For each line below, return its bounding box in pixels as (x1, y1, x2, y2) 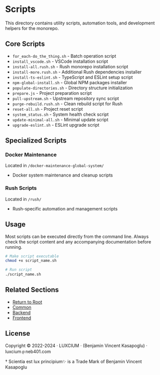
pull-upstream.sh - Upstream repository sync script (12, 95, 119, 101)
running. (5, 244, 22, 250)
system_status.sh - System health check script (12, 111, 109, 117)
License (5, 329, 30, 338)
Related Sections (5, 286, 59, 294)
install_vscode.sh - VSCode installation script (12, 58, 108, 64)
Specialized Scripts (5, 136, 67, 145)
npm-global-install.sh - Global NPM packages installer (12, 79, 127, 85)
